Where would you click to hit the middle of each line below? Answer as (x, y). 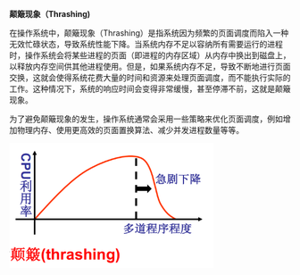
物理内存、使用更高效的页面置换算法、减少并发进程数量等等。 (130, 130)
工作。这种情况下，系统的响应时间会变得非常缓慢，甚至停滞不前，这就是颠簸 (150, 89)
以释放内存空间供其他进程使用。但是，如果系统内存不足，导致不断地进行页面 (150, 67)
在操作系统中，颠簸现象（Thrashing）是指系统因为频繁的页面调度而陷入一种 (149, 33)
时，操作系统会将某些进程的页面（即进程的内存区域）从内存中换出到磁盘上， (150, 55)
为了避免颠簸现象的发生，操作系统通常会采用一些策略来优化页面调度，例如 (146, 119)
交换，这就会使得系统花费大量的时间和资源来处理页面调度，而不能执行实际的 (150, 78)
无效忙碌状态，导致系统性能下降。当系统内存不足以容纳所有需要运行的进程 (146, 44)
